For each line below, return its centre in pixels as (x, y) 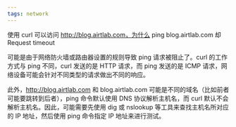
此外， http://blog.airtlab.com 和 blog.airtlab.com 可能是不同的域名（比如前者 (118, 89)
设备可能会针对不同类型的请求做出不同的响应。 (81, 74)
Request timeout (31, 42)
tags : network (28, 14)
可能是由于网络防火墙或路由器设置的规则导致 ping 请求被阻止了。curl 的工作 (117, 57)
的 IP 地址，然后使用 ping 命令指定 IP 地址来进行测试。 (86, 116)
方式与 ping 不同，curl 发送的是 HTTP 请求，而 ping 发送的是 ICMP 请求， (114, 66)
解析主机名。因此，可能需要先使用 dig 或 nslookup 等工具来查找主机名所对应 (118, 107)
